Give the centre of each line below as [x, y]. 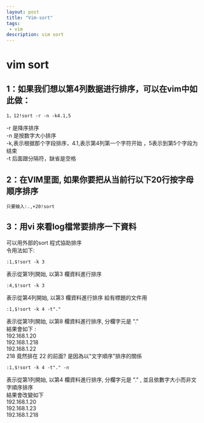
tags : [13, 23]
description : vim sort [35, 35]
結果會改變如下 [25, 395]
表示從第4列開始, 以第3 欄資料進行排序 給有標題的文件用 [77, 297]
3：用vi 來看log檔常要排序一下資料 [72, 227]
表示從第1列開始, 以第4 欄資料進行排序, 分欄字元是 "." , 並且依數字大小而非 [99, 380]
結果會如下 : [21, 329]
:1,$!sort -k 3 [26, 262]
